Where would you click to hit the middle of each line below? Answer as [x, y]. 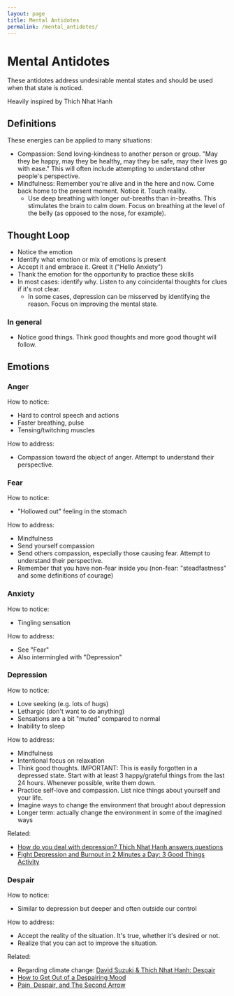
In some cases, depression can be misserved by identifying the [119, 296]
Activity [28, 862]
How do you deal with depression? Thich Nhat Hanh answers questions [120, 847]
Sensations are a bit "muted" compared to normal [89, 718]
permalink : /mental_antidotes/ [53, 27]
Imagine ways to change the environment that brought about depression [121, 805]
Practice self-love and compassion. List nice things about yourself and [119, 790]
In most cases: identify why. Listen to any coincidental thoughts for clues [122, 281]
